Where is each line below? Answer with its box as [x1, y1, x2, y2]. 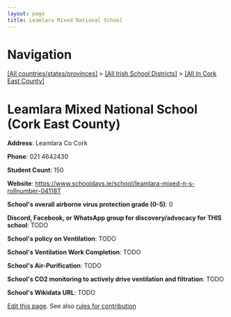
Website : [7, 179, 34, 188]
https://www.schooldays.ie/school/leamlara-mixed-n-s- [34, 179, 196, 188]
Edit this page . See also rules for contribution [7, 302, 137, 310]
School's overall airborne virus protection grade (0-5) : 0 [7, 200, 173, 209]
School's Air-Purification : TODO [7, 261, 102, 270]
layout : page [7, 10, 45, 17]
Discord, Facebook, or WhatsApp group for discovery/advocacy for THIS [7, 213, 222, 222]
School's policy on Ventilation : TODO [7, 234, 117, 243]
